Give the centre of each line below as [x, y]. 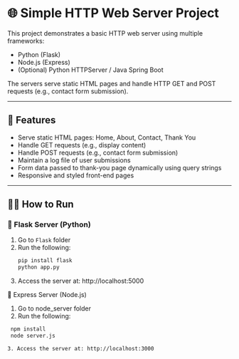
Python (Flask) [39, 54]
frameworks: [26, 41]
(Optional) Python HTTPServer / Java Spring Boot [90, 70]
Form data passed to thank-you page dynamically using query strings [119, 167]
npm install [28, 329]
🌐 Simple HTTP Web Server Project [113, 13]
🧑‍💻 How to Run [41, 204]
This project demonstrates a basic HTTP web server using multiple [105, 33]
